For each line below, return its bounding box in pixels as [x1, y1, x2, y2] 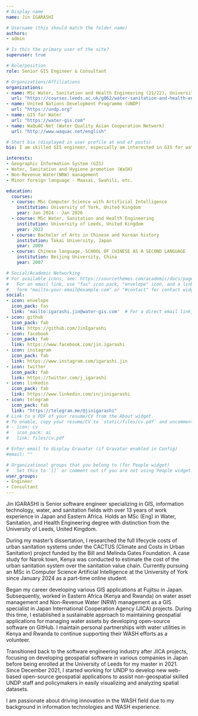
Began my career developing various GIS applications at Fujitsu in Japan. [6, 586, 184, 593]
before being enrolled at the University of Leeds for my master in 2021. [6, 660, 178, 667]
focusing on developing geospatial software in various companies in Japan [6, 654, 189, 661]
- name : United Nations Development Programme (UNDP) [6, 101, 141, 107]
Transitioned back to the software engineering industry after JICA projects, [6, 648, 188, 654]
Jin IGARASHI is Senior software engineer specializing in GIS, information [6, 501, 184, 507]
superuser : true [6, 52, 46, 58]
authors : [6, 30, 28, 36]
